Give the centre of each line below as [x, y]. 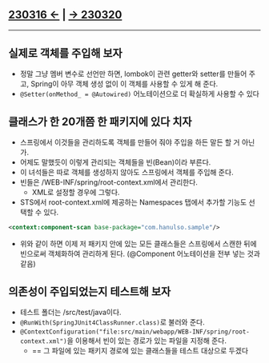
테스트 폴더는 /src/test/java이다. [70, 312]
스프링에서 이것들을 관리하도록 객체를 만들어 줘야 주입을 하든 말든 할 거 [130, 142]
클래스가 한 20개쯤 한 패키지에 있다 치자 [100, 121]
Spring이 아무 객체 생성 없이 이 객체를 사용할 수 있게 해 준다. [124, 84]
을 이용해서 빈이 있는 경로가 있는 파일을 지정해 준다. [147, 341]
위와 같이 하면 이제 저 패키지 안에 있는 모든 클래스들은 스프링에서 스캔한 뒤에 [139, 244]
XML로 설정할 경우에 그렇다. [76, 193]
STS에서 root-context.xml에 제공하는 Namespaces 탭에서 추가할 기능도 [133, 202]
